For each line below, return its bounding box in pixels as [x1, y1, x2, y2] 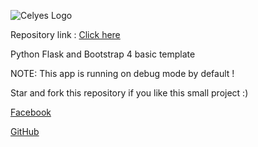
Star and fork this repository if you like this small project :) [10, 87, 249, 99]
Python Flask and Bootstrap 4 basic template [10, 48, 196, 60]
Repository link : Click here [10, 29, 121, 40]
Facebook [10, 106, 52, 118]
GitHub [10, 126, 40, 137]
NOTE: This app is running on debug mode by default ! [10, 68, 235, 79]
